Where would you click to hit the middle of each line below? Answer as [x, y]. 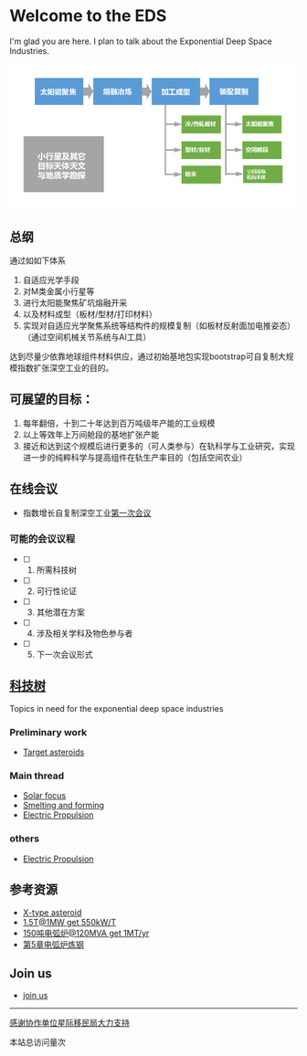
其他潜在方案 [60, 612]
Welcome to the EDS [88, 16]
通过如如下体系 [37, 260]
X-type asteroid [52, 912]
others [24, 839]
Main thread [37, 776]
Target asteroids [53, 752]
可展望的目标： [52, 400]
